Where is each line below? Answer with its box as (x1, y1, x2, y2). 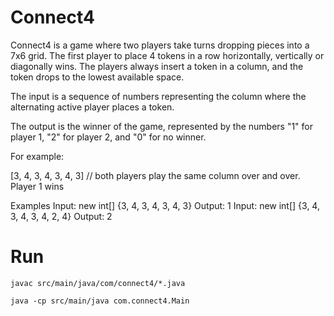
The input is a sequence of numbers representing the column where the (10, 90, 307, 102)
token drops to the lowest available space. (10, 71, 185, 83)
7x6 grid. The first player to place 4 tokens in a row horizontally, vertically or (10, 49, 325, 61)
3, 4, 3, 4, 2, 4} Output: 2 (10, 210, 113, 222)
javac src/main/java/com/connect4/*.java (10, 278, 186, 288)
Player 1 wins (10, 180, 65, 192)
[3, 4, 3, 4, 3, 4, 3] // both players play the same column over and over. (10, 169, 301, 181)
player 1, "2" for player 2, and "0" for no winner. (10, 131, 207, 143)
